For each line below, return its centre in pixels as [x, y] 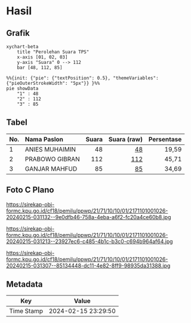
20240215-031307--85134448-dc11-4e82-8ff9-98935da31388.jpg [88, 265]
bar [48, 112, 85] [40, 67]
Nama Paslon [44, 139]
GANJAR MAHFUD [51, 168]
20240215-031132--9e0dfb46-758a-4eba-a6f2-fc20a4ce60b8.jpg [89, 217]
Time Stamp [26, 311]
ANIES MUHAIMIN [50, 149]
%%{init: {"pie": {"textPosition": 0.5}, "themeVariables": [83, 78]
